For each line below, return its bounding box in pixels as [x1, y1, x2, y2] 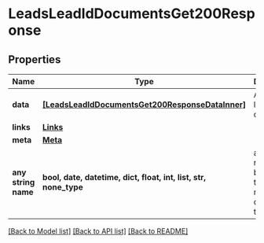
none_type [42, 182, 84, 193]
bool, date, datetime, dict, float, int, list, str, [42, 172, 207, 182]
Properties [8, 53, 61, 66]
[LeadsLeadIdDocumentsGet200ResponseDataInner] [42, 99, 246, 110]
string [12, 177, 35, 187]
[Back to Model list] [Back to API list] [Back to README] [8, 226, 189, 236]
